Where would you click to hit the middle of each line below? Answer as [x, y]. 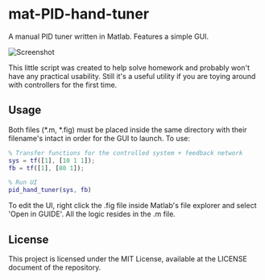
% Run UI [23, 182]
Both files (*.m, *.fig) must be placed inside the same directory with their [128, 129]
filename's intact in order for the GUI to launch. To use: [99, 138]
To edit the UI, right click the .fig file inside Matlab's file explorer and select [132, 206]
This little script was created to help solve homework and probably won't [129, 67]
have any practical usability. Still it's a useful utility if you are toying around [132, 76]
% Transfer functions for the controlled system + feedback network [126, 153]
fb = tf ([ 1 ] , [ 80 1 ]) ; [46, 168]
